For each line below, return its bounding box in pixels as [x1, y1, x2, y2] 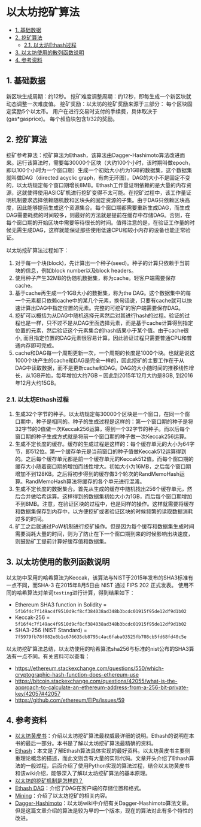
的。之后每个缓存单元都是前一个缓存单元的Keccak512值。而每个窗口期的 [14, 455, 194, 462]
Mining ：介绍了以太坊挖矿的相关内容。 [14, 792, 111, 799]
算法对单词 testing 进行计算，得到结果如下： [26, 588, 136, 596]
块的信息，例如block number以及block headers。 [14, 267, 137, 274]
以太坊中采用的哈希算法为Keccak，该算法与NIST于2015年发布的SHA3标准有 [6, 574, 194, 581]
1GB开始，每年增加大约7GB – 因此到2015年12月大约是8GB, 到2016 [31, 372, 193, 379]
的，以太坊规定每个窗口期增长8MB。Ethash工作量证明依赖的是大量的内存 [6, 181, 187, 189]
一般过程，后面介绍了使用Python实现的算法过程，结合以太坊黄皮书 [25, 762, 190, 769]
